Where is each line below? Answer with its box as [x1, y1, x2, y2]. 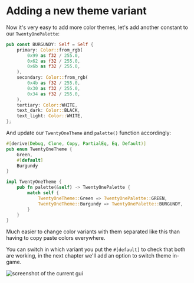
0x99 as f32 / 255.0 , [27, 52, 81, 59]
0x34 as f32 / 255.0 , [27, 91, 81, 97]
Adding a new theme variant [6, 4, 147, 18]
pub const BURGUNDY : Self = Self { [6, 41, 94, 47]
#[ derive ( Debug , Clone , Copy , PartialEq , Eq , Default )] [6, 141, 146, 147]
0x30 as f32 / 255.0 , [27, 85, 81, 91]
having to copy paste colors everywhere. [6, 234, 106, 242]
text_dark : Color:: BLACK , [17, 108, 81, 114]
